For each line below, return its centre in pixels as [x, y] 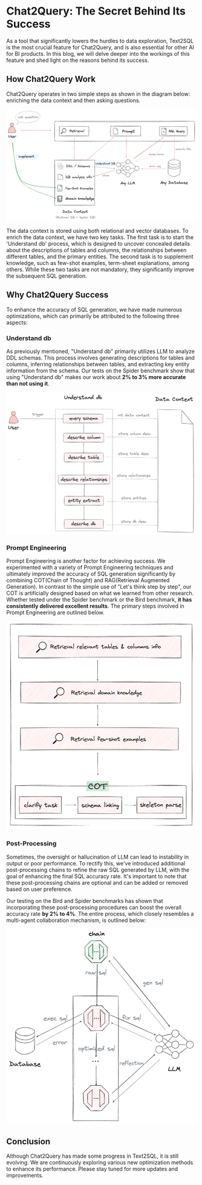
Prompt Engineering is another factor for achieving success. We [86, 561]
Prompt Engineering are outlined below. [55, 613]
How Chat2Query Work [51, 79]
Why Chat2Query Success [57, 295]
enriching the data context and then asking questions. [73, 100]
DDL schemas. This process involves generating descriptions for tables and [100, 358]
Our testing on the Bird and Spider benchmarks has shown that [85, 901]
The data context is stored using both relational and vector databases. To [97, 231]
